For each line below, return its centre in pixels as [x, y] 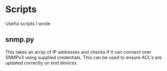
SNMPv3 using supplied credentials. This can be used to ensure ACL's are [84, 57]
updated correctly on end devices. [42, 63]
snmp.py [20, 40]
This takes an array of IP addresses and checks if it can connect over [78, 52]
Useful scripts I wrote [28, 23]
